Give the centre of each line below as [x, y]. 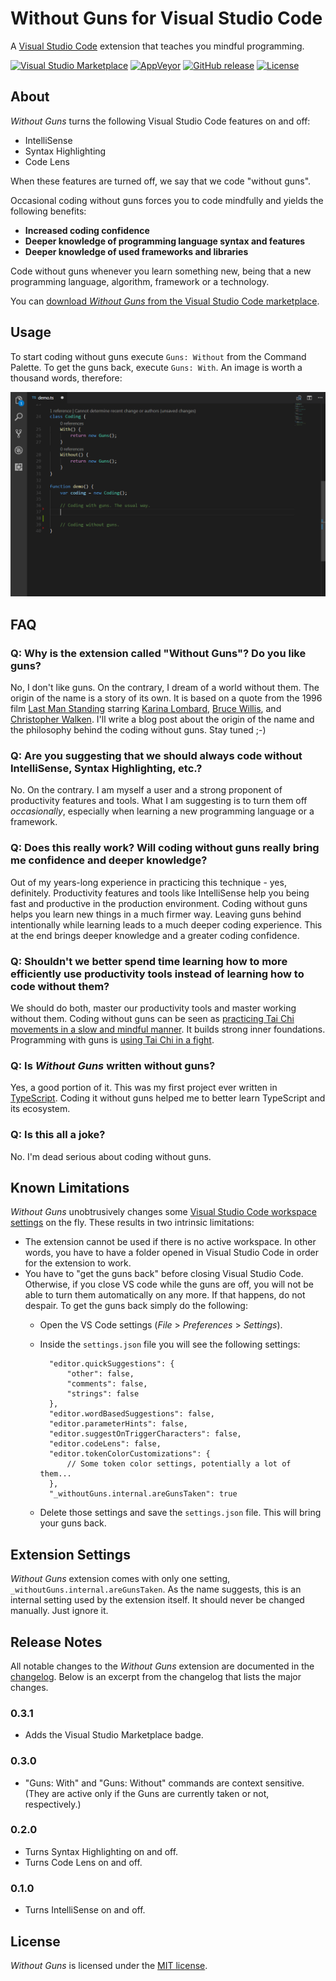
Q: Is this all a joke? [58, 1135]
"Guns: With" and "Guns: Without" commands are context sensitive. [164, 1783]
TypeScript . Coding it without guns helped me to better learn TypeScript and [168, 1098]
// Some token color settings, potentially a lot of [179, 1464]
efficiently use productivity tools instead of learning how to [157, 974]
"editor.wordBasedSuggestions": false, [131, 1414]
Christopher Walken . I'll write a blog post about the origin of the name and [162, 719]
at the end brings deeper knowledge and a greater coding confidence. [155, 935]
